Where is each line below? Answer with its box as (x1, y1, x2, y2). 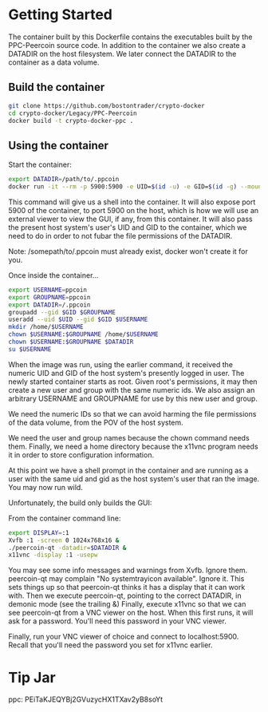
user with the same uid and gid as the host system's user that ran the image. (8, 473, 260, 484)
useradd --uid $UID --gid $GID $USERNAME (8, 315, 148, 324)
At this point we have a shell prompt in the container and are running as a (8, 465, 249, 475)
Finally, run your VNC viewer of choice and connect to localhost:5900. (8, 632, 239, 642)
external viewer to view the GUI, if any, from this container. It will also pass (8, 214, 253, 223)
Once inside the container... (8, 270, 99, 280)
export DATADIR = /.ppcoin (8, 301, 91, 309)
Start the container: (8, 160, 72, 169)
